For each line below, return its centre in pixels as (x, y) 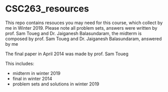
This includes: (20, 63)
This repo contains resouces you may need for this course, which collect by (84, 23)
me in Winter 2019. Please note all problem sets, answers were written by (81, 28)
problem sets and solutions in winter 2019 (56, 84)
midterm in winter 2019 (36, 73)
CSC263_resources (47, 9)
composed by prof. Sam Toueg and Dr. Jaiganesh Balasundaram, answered (84, 39)
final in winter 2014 (32, 78)
